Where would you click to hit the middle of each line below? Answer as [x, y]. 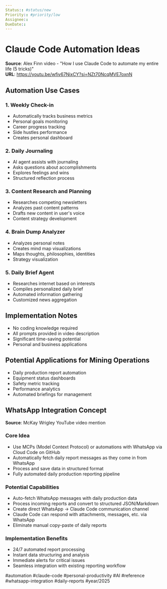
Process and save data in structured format [58, 468]
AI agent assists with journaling [45, 162]
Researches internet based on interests [54, 284]
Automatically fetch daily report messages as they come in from [80, 458]
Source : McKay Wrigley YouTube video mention [55, 422]
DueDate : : [16, 24]
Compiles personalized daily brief [48, 289]
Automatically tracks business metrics [53, 116]
